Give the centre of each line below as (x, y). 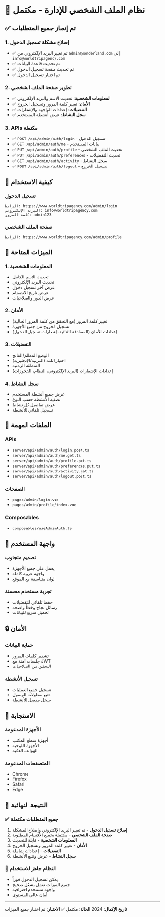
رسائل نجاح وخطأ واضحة (35, 607)
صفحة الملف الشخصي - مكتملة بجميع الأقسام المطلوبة (62, 835)
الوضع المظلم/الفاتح (30, 355)
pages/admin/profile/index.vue (44, 505)
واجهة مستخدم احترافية (33, 890)
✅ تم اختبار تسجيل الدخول (36, 74)
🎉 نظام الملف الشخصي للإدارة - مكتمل (75, 10)
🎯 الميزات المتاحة (29, 252)
